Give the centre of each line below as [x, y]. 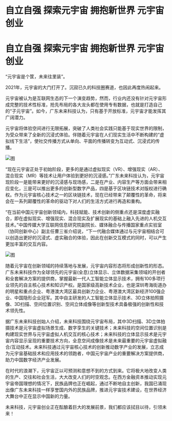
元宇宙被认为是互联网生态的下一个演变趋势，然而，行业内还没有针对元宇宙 [84, 98]
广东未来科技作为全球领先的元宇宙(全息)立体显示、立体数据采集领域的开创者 [85, 272]
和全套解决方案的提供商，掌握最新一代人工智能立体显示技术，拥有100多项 [83, 279]
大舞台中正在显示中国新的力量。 [39, 396]
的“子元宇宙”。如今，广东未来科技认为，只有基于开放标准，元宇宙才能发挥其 [86, 111]
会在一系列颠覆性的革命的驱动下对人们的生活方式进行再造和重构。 [75, 201]
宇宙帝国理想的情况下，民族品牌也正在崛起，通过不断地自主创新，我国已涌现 [86, 384]
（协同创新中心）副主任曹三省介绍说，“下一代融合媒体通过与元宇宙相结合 [83, 231]
